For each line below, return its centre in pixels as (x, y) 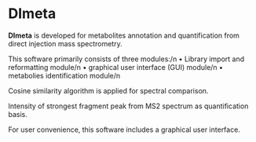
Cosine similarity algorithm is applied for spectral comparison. (108, 90)
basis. (18, 114)
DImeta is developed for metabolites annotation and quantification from (124, 35)
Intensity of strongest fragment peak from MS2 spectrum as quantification (128, 106)
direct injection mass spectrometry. (66, 43)
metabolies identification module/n (64, 75)
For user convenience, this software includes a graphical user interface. (124, 129)
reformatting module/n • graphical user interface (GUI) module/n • (116, 67)
